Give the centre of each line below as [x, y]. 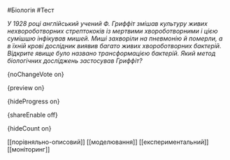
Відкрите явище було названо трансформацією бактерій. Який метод [112, 53]
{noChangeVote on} [36, 74]
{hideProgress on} [34, 101]
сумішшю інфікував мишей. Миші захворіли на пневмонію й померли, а [115, 38]
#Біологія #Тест [31, 10]
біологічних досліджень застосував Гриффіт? [75, 61]
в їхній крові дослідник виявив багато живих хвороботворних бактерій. [114, 46]
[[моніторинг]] [29, 149]
